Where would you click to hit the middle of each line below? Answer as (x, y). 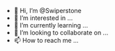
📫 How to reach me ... (46, 40)
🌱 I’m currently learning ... (51, 25)
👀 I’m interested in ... (43, 18)
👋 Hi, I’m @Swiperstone (48, 11)
